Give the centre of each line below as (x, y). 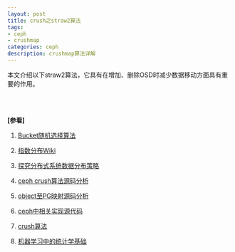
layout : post (27, 14)
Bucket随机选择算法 (47, 135)
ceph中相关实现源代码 (50, 211)
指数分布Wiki (37, 150)
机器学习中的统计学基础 (52, 241)
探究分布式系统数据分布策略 (58, 165)
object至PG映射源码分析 (53, 196)
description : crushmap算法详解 (52, 54)
